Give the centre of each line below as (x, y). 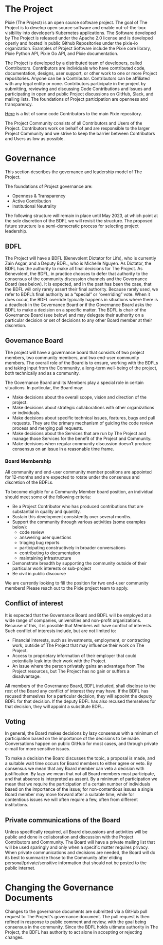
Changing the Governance (59, 888)
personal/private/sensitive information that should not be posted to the (76, 863)
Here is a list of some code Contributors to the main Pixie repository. (73, 113)
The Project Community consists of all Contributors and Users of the (74, 123)
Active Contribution (31, 201)
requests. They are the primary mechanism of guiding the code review (82, 423)
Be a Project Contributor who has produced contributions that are (78, 506)
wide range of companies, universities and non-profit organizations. (73, 620)
